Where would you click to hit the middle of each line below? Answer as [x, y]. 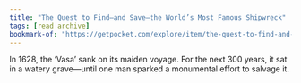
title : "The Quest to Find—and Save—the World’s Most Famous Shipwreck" [148, 17]
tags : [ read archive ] [50, 26]
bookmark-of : [34, 34]
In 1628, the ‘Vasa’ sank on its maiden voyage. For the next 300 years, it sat [148, 60]
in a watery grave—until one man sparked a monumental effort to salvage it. [149, 69]
